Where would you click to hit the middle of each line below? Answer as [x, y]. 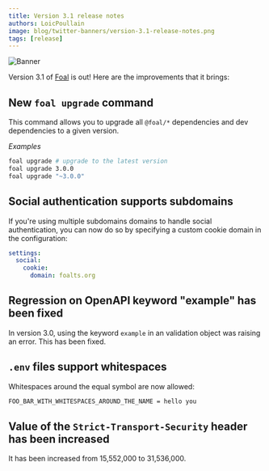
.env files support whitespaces [88, 367]
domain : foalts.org [62, 276]
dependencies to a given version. [64, 131]
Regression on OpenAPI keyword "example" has [132, 301]
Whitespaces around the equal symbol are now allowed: [102, 386]
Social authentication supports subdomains [121, 202]
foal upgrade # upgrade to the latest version [88, 161]
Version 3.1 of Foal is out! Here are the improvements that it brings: [119, 77]
